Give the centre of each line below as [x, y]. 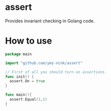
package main [18, 54]
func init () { [20, 77]
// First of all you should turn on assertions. [56, 72]
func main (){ [18, 95]
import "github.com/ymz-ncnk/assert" [44, 63]
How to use [29, 41]
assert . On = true [27, 81]
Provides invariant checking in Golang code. [50, 21]
